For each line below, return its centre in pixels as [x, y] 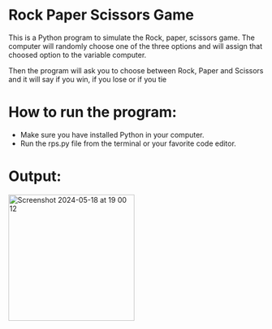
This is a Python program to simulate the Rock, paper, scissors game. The [132, 37]
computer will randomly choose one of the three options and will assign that [136, 46]
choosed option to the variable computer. [78, 55]
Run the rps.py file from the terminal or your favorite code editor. [128, 143]
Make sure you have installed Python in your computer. [112, 134]
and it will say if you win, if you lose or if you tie [88, 79]
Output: [35, 176]
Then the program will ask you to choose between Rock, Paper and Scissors [136, 70]
